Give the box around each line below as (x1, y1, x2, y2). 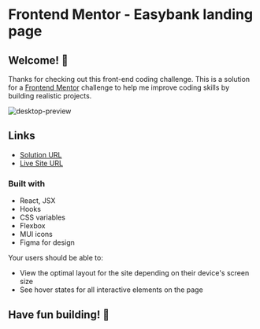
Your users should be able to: (8, 253, 104, 263)
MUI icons (19, 230, 54, 239)
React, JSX (19, 196, 56, 205)
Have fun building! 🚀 (8, 308, 110, 321)
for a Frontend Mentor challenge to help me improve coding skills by (8, 83, 230, 92)
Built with (8, 178, 46, 189)
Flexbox (19, 221, 46, 231)
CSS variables (19, 213, 65, 222)
